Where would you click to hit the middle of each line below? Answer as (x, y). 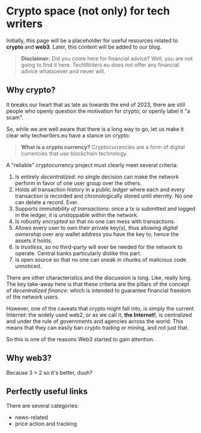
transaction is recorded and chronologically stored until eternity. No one (104, 196)
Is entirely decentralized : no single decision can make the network (97, 177)
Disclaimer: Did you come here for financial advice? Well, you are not (107, 58)
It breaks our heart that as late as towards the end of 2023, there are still (96, 104)
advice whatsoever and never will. (63, 71)
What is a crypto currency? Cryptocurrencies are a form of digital (103, 147)
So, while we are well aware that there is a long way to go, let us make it (95, 129)
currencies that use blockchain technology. (74, 153)
